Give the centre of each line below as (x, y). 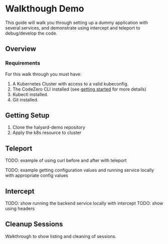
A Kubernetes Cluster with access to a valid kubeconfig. (70, 83)
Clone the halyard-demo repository (49, 127)
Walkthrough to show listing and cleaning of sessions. (61, 236)
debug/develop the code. (31, 33)
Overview (21, 49)
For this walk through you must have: (43, 74)
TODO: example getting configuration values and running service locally (80, 170)
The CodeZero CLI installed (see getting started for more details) (79, 89)
